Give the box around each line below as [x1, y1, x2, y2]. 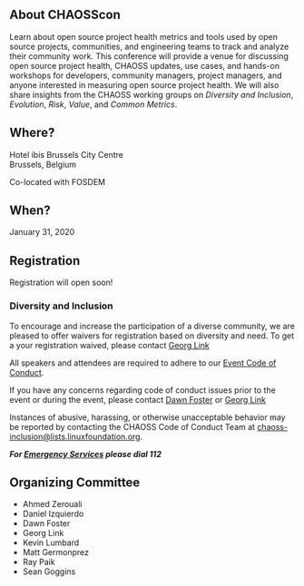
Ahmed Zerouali [22, 499, 83, 510]
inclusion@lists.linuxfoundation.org [9, 431, 141, 442]
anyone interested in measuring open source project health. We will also [9, 79, 279, 90]
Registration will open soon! [9, 277, 113, 288]
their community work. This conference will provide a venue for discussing [9, 50, 289, 62]
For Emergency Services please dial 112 [9, 448, 162, 459]
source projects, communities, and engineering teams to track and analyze [9, 41, 289, 52]
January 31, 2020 [9, 227, 75, 238]
